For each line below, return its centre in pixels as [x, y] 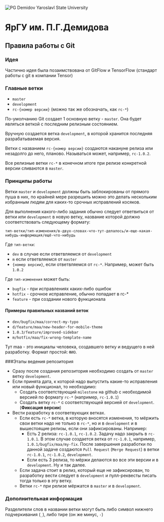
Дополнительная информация [44, 498]
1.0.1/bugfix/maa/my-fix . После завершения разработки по [89, 444]
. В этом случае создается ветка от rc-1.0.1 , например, [97, 439]
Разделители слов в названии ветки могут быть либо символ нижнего [79, 509]
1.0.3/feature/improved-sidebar [45, 332]
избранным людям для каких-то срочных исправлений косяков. [73, 202]
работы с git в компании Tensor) [39, 75]
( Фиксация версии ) [40, 407]
